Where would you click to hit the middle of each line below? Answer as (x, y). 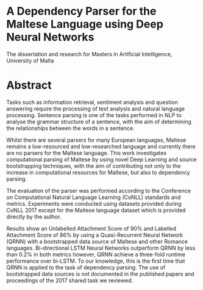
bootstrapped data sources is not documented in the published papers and (100, 274)
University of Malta (30, 60)
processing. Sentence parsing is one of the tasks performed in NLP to (94, 115)
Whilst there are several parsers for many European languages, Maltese (96, 140)
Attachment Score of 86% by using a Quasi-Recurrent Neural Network (95, 235)
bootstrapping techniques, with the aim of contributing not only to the (94, 165)
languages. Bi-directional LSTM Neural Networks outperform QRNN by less (101, 248)
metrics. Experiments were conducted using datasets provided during (94, 203)
